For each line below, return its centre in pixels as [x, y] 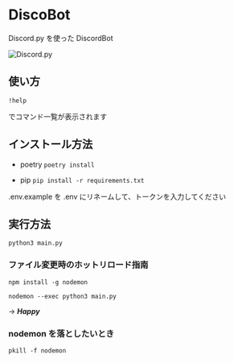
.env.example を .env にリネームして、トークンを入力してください [117, 196]
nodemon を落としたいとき [62, 333]
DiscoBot [39, 15]
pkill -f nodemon [37, 351]
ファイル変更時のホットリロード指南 [78, 265]
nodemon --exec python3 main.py [62, 296]
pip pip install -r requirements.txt [82, 179]
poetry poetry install [57, 164]
